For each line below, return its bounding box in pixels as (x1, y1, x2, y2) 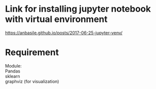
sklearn (5, 73, 21, 79)
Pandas (5, 68, 21, 74)
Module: (5, 63, 22, 69)
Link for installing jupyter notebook (5, 3, 151, 15)
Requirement (5, 47, 59, 58)
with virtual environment (5, 14, 108, 25)
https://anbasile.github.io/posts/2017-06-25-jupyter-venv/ (5, 30, 123, 36)
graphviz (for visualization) (5, 78, 59, 84)
